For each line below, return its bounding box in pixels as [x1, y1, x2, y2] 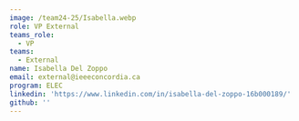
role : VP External [9, 22, 79, 31]
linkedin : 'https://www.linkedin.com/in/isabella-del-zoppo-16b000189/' [9, 89, 292, 98]
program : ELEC [9, 81, 64, 90]
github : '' [9, 97, 51, 107]
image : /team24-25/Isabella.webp [9, 13, 137, 23]
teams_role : [9, 30, 55, 39]
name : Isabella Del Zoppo [9, 65, 108, 74]
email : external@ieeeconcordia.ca [9, 73, 141, 82]
